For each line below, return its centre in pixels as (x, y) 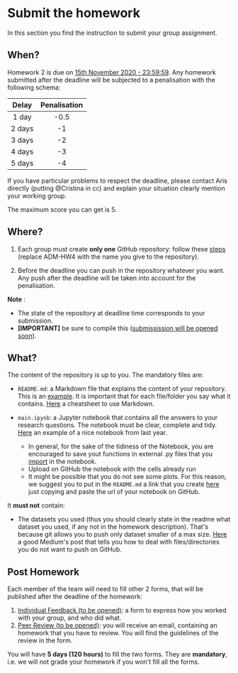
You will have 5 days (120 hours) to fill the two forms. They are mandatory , (118, 655)
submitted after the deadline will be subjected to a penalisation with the (112, 80)
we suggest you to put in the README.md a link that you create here (124, 484)
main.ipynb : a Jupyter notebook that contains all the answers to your (118, 418)
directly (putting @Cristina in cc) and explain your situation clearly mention (116, 188)
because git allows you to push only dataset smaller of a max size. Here (122, 534)
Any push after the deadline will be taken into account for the (107, 278)
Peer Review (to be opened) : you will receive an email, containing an (117, 625)
